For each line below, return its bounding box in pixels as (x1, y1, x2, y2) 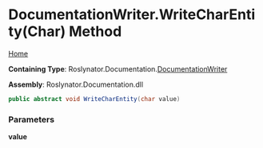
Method (69, 22, 122, 41)
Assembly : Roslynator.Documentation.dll (8, 80, 144, 89)
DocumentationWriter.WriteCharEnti (8, 6, 256, 24)
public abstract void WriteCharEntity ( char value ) (8, 95, 181, 103)
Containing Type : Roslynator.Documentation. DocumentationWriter (8, 64, 228, 73)
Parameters (8, 114, 54, 125)
